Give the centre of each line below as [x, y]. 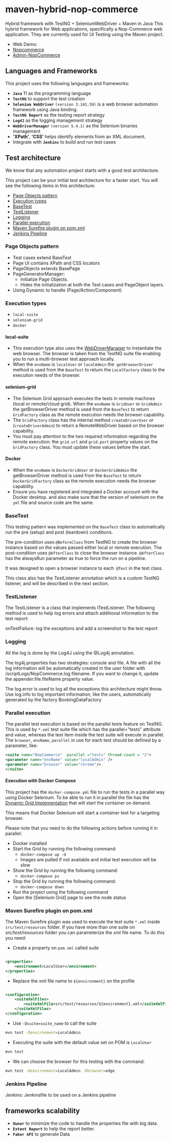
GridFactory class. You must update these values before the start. [82, 447]
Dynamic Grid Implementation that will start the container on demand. [78, 803]
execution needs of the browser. [47, 375]
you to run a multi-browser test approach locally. [64, 359]
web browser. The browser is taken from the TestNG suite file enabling [87, 354]
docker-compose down [42, 887]
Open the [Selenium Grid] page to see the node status [69, 897]
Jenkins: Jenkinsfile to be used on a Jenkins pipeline [61, 1095]
